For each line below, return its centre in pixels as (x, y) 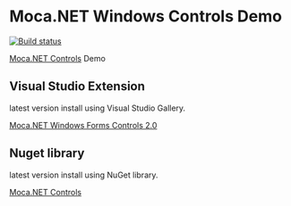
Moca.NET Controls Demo (57, 58)
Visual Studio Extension (77, 87)
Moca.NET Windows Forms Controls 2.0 (83, 125)
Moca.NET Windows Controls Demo (145, 16)
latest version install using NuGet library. (84, 175)
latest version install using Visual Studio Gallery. (98, 108)
